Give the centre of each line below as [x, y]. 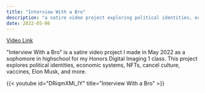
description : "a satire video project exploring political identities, [99, 18]
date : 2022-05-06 [28, 23]
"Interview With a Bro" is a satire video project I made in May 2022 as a [96, 52]
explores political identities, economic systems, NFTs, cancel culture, [93, 65]
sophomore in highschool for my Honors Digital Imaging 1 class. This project [102, 59]
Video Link [20, 41]
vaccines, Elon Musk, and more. [46, 72]
